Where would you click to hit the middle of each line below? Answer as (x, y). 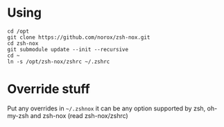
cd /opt (18, 31)
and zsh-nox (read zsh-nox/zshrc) (79, 115)
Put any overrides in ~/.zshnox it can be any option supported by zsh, (106, 108)
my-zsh (18, 115)
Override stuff (49, 89)
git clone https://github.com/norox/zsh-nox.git (79, 37)
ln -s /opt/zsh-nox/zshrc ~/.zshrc (59, 61)
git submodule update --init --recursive (68, 49)
